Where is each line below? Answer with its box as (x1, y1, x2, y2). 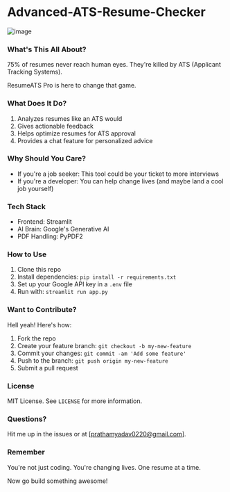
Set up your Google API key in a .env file (17, 280, 133, 288)
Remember (7, 448, 45, 457)
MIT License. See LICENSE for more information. (7, 397, 143, 405)
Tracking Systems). (7, 67, 62, 76)
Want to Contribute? (7, 305, 78, 315)
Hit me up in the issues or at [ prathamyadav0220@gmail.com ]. (7, 430, 186, 438)
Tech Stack (7, 202, 46, 211)
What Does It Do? (7, 99, 67, 108)
